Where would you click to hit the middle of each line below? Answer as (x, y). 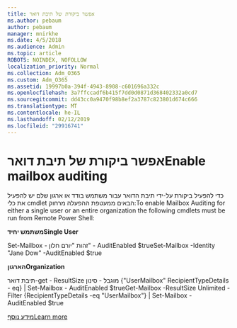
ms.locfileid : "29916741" (45, 126)
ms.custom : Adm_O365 (38, 80)
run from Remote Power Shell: (51, 218)
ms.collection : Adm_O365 (44, 73)
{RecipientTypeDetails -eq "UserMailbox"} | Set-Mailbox (105, 295)
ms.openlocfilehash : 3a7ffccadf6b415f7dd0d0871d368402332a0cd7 (103, 93)
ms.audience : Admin (36, 47)
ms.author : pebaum (34, 21)
